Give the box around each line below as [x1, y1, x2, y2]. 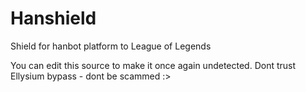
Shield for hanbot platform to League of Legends [10, 40, 212, 52]
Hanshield [10, 7, 97, 30]
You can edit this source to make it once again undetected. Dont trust [10, 59, 297, 71]
